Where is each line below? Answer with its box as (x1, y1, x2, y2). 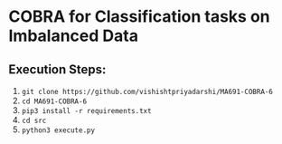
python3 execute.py (21, 126, 96, 135)
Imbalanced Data (8, 25, 139, 46)
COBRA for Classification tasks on (8, 6, 270, 27)
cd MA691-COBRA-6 (21, 97, 88, 106)
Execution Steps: (8, 62, 107, 77)
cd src (21, 116, 47, 125)
